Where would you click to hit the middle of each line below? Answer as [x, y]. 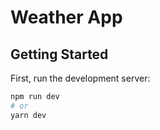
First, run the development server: [80, 78]
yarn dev [28, 115]
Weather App [66, 17]
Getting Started [59, 54]
